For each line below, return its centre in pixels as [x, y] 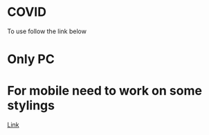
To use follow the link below [47, 31]
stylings [31, 106]
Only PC [31, 59]
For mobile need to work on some [105, 91]
